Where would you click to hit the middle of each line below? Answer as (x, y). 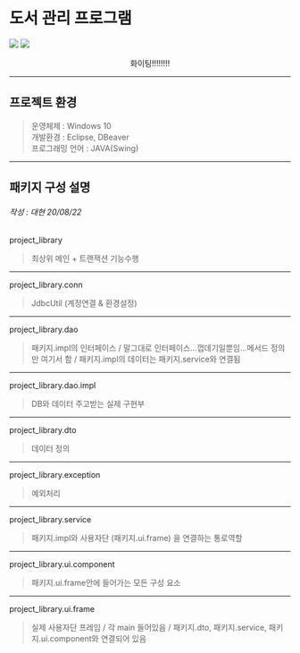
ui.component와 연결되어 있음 (94, 639)
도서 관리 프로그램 (71, 18)
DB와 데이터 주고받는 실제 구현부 (88, 404)
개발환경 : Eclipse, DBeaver (80, 137)
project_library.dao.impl (53, 386)
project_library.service (50, 520)
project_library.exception (55, 475)
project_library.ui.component (62, 564)
